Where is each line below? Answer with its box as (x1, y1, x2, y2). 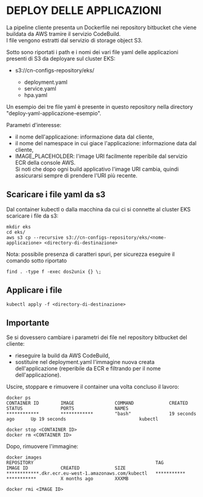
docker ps (6, 395, 32, 401)
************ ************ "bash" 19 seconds (6, 411, 197, 417)
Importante (6, 317, 50, 328)
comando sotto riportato (6, 256, 67, 264)
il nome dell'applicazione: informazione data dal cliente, (15, 133, 155, 140)
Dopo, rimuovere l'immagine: (6, 443, 79, 450)
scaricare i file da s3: (6, 212, 59, 219)
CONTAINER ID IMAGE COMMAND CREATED (6, 400, 188, 406)
